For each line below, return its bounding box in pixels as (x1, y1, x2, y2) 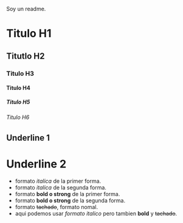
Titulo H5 (6, 98, 30, 106)
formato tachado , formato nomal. (15, 203, 98, 210)
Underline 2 (6, 157, 67, 170)
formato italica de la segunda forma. (15, 183, 106, 191)
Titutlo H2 (6, 51, 45, 61)
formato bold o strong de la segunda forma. (15, 197, 126, 204)
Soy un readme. (6, 5, 46, 12)
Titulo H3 (6, 69, 35, 78)
